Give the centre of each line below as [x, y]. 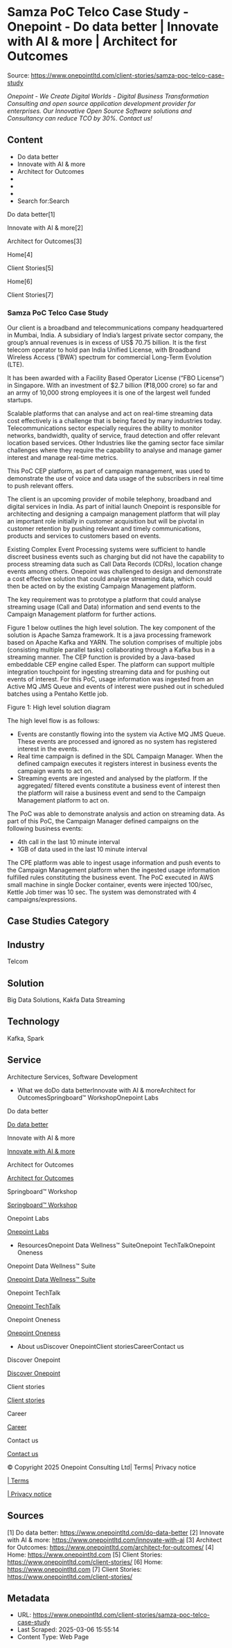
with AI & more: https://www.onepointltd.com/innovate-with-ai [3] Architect [115, 1540]
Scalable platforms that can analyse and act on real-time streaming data [110, 413]
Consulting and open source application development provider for [101, 103]
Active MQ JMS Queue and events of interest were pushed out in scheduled [116, 687]
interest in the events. [48, 749]
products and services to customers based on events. [84, 536]
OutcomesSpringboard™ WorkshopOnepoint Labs [88, 1098]
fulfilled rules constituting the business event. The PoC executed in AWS [110, 877]
